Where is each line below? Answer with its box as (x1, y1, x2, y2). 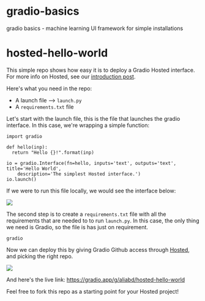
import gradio (6, 133, 43, 139)
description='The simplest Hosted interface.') (17, 170, 141, 177)
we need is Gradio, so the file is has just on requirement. (6, 223, 149, 231)
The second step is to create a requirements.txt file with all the (6, 210, 166, 218)
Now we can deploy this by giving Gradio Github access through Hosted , (6, 246, 190, 253)
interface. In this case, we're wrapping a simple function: (6, 121, 150, 129)
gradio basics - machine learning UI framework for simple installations (6, 25, 184, 32)
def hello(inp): (6, 144, 48, 150)
